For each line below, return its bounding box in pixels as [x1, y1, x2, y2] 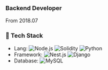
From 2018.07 [5, 17, 38, 24]
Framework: [13, 51, 43, 58]
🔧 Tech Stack [5, 32, 44, 40]
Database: [13, 57, 39, 64]
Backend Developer [5, 4, 62, 12]
